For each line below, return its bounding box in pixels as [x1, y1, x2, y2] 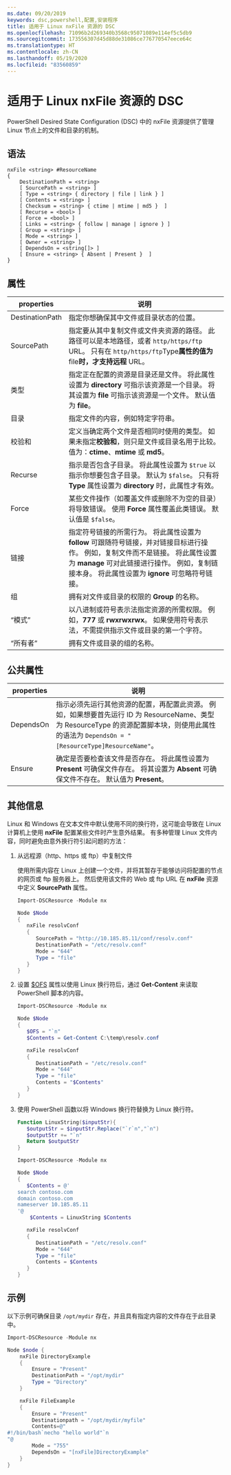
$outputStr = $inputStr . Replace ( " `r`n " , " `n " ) [26, 1125, 159, 1132]
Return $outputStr [26, 1138, 79, 1145]
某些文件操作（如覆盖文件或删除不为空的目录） [68, 494, 220, 504]
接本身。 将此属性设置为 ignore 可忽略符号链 [68, 569, 213, 579]
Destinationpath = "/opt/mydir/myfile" [32, 1416, 146, 1423]
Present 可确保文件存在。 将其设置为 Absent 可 [56, 764, 210, 774]
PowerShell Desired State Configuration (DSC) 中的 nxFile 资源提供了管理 [7, 117, 214, 125]
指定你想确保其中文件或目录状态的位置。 [68, 313, 199, 322]
